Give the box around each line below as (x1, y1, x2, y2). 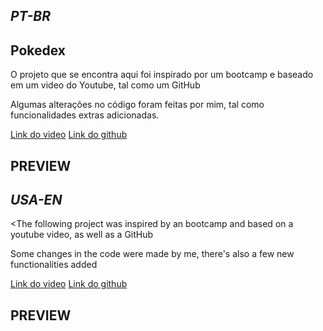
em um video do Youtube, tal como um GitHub (10, 79, 201, 91)
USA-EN (10, 191, 63, 208)
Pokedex (10, 42, 67, 59)
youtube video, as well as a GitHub (10, 229, 154, 241)
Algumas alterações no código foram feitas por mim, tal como (10, 99, 265, 111)
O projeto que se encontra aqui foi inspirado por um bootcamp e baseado (10, 69, 314, 81)
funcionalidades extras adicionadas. (10, 109, 160, 121)
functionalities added (10, 259, 98, 271)
